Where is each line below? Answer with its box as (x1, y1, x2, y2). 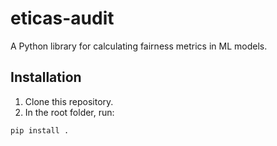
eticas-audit (10, 7, 115, 30)
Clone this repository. (24, 95, 114, 107)
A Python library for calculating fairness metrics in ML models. (10, 40, 268, 52)
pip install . (10, 125, 70, 136)
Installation (10, 69, 82, 86)
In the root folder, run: (24, 106, 115, 118)
